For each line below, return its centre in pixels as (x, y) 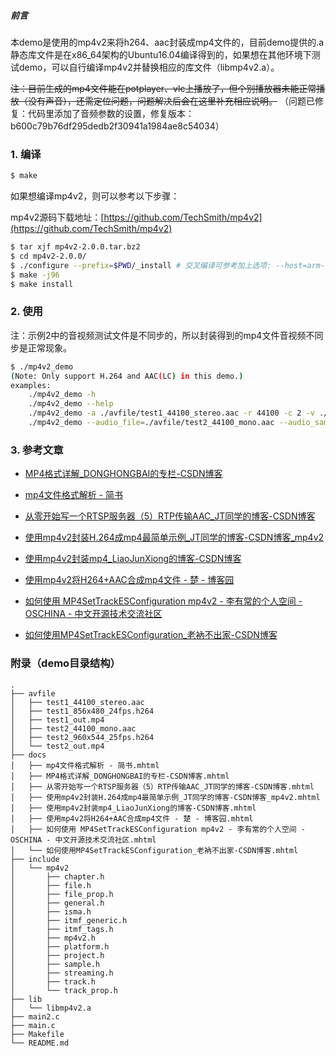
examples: (31, 385)
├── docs (28, 755)
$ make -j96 (35, 275)
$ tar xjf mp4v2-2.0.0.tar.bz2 (75, 247)
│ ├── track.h (53, 981)
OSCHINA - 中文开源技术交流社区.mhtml (83, 840)
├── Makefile (37, 1034)
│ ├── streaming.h (62, 973)
